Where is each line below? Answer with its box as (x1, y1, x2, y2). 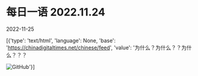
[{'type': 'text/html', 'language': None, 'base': (6, 37, 116, 44)
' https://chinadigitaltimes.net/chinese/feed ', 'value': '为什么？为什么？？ (6, 44, 182, 51)
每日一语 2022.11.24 (6, 5, 106, 19)
